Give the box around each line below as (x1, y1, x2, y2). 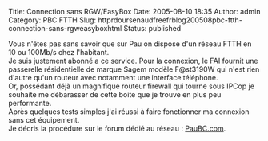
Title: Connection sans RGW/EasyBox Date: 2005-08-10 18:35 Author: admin (8, 7, 261, 16)
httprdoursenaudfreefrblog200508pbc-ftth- (98, 15, 242, 25)
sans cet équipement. (8, 116, 80, 124)
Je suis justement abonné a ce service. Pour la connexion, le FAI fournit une (8, 56, 258, 65)
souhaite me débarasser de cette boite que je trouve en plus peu (8, 90, 222, 99)
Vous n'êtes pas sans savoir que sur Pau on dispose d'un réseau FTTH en (8, 39, 252, 49)
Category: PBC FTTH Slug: (8, 15, 97, 25)
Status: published (123, 24, 182, 33)
